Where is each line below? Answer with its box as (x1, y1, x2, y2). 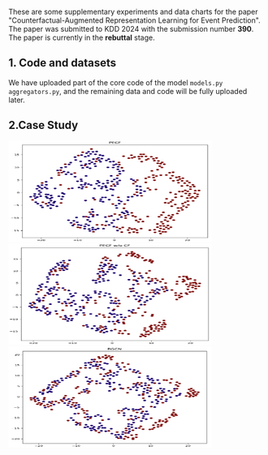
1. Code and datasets (8, 56, 116, 70)
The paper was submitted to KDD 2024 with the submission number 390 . (8, 24, 254, 33)
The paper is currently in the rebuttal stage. (8, 32, 156, 42)
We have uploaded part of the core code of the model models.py (8, 77, 223, 88)
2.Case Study (8, 118, 79, 132)
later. (8, 95, 26, 105)
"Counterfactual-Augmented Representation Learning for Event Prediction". (8, 15, 262, 25)
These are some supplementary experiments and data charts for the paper (8, 7, 258, 16)
